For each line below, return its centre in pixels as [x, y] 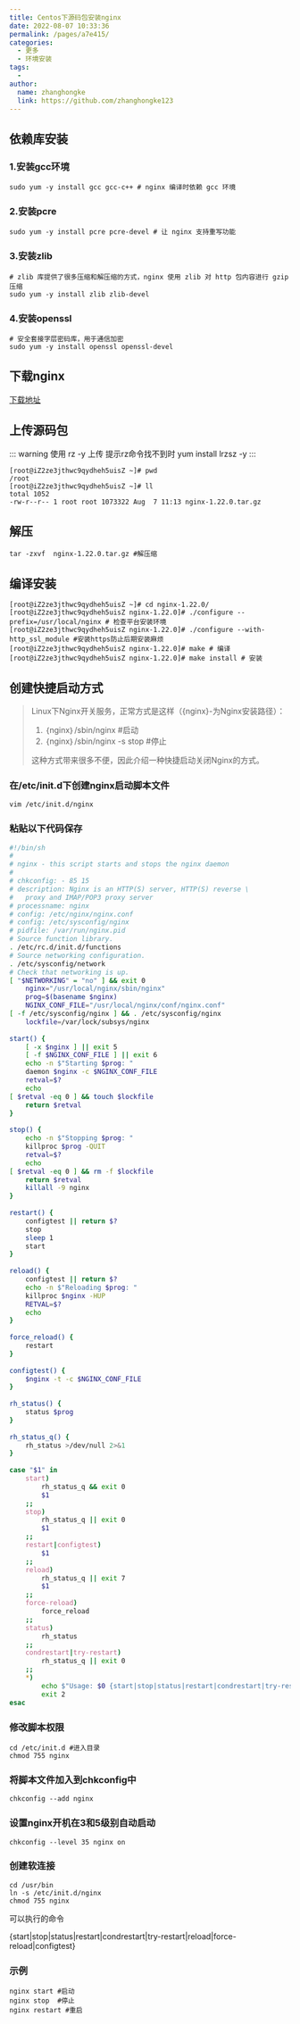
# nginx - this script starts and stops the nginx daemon [119, 864]
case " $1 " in [33, 1470]
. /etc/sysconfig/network [57, 964]
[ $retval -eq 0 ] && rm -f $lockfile [81, 1171]
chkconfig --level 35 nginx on [67, 1842]
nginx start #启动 [42, 1992]
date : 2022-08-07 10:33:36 [59, 26]
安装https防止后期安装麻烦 [121, 639]
